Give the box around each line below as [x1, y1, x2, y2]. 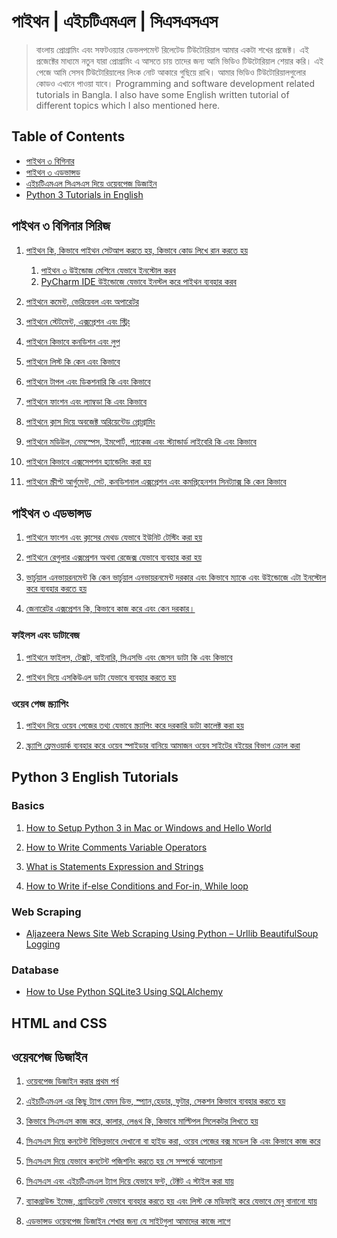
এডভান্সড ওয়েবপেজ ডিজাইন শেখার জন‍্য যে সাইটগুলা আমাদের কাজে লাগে [25, 1215, 231, 1227]
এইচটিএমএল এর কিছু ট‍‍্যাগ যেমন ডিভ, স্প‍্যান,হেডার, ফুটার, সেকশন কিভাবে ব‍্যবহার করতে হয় [25, 1095, 286, 1107]
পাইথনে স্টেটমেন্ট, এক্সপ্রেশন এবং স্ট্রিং [25, 315, 131, 327]
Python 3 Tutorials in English [25, 188, 144, 200]
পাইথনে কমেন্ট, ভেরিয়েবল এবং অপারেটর [25, 295, 139, 307]
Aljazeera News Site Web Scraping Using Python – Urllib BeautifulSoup [25, 927, 319, 939]
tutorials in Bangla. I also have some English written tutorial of [35, 88, 290, 100]
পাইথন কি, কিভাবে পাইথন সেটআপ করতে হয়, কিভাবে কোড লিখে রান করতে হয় [25, 244, 249, 256]
